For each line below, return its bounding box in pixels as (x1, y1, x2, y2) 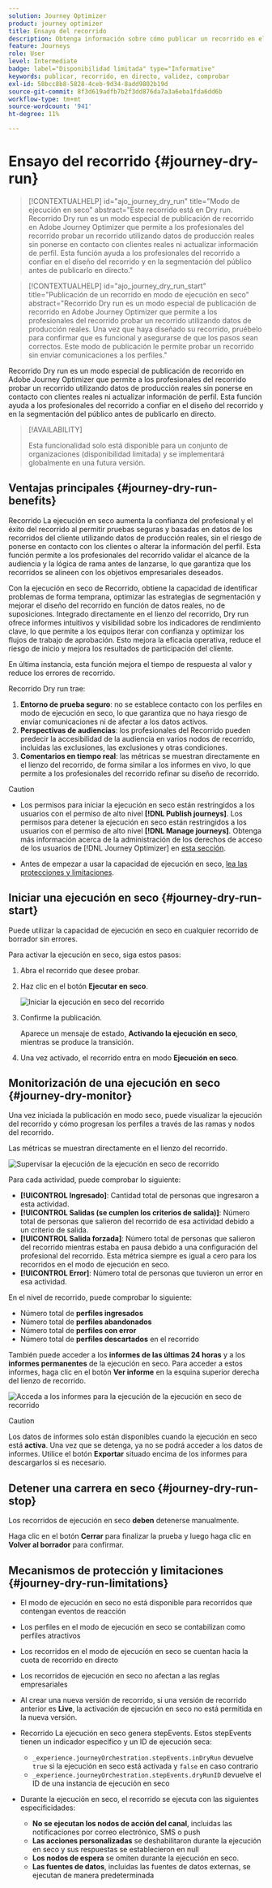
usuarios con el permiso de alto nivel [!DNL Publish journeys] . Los (19, 808, 243, 818)
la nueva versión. (19, 1713, 78, 1722)
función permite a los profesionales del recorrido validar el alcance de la (8, 550, 250, 560)
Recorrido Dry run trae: (8, 683, 86, 693)
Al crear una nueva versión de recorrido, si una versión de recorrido (19, 1695, 247, 1704)
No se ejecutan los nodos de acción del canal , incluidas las (32, 1819, 232, 1828)
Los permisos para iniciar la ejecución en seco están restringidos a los (19, 799, 255, 809)
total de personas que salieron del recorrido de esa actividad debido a (19, 1216, 255, 1227)
